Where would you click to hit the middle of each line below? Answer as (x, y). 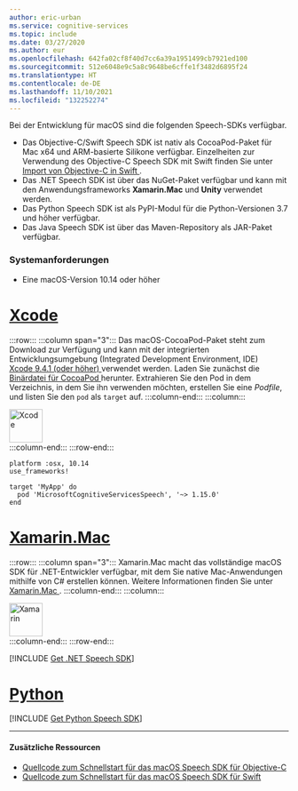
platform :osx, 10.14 (49, 463)
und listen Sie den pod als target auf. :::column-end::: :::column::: (127, 396)
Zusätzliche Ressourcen (55, 747)
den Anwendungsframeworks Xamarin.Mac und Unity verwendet (142, 190)
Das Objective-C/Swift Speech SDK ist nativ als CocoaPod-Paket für (147, 142)
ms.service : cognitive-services (69, 26)
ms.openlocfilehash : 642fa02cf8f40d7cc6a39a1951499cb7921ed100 (129, 59)
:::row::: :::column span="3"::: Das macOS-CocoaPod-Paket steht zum (137, 340)
